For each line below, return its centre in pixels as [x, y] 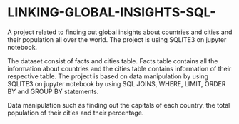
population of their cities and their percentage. [76, 113]
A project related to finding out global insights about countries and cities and [120, 32]
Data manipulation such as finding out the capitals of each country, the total [119, 105]
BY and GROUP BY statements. [53, 91]
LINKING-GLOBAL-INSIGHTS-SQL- [112, 12]
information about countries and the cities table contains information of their [119, 68]
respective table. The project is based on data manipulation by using [108, 76]
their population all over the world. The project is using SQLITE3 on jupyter [117, 39]
